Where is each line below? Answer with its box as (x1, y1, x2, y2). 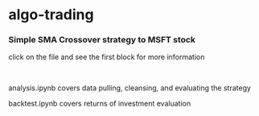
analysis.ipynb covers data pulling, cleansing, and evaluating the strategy (8, 83, 252, 93)
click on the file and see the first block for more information (8, 52, 205, 62)
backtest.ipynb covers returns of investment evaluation (8, 98, 191, 109)
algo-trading (8, 6, 94, 24)
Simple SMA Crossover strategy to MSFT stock (8, 34, 195, 46)
